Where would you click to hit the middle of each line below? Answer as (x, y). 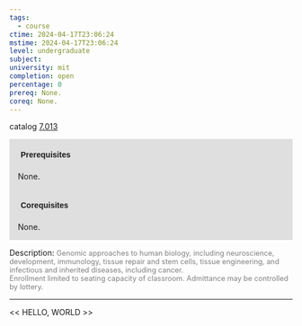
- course (34, 26)
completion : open (42, 76)
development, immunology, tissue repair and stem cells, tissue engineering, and (145, 262)
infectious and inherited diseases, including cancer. (97, 270)
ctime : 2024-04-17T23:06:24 (62, 34)
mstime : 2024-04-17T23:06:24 (64, 43)
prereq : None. (36, 93)
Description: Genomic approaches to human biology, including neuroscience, (142, 253)
